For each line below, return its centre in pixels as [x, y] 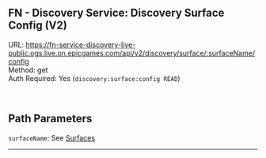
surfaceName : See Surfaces [52, 137]
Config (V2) [38, 26]
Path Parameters [50, 119]
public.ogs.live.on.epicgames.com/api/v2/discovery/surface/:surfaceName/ [132, 53]
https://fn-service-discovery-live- [81, 44]
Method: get [28, 70]
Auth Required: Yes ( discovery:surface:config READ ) [94, 78]
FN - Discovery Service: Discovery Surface [116, 13]
